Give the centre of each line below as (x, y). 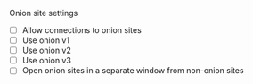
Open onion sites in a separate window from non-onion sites (133, 71)
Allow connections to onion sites (82, 30)
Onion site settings (44, 13)
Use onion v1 (45, 40)
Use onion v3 (46, 61)
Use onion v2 (46, 50)
